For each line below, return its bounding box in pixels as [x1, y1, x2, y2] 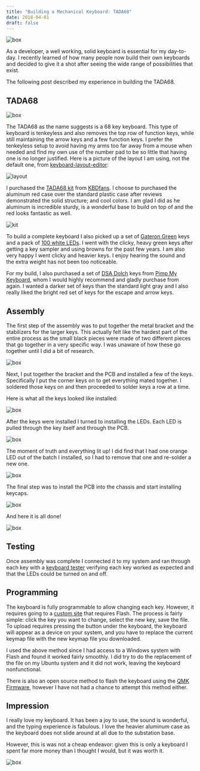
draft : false [6, 20, 39, 26]
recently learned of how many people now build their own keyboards [20, 54, 190, 62]
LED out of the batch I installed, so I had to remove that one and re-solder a [6, 454, 192, 460]
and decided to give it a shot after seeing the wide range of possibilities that [6, 60, 193, 67]
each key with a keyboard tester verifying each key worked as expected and [6, 564, 194, 571]
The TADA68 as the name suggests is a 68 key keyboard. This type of [6, 123, 178, 130]
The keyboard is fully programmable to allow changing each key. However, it [6, 603, 194, 610]
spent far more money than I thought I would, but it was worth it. [6, 747, 164, 754]
